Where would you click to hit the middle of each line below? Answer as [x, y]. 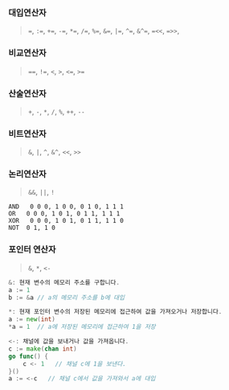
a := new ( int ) [32, 319]
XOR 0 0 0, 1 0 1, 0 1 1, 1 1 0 [66, 221]
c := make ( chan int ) [43, 349]
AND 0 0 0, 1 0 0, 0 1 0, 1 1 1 [66, 207]
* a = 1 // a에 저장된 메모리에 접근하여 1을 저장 [82, 327]
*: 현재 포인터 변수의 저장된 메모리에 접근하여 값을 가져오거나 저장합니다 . [115, 312]
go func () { [28, 356]
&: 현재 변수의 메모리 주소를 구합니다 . [64, 282]
